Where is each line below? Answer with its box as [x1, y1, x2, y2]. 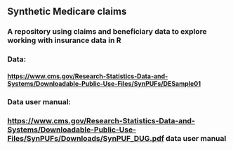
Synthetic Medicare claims [7, 6, 127, 18]
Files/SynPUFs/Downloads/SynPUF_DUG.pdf [7, 133, 165, 143]
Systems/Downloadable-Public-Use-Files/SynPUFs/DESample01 [7, 79, 201, 87]
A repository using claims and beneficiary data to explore [7, 27, 207, 37]
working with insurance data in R [7, 35, 121, 45]
